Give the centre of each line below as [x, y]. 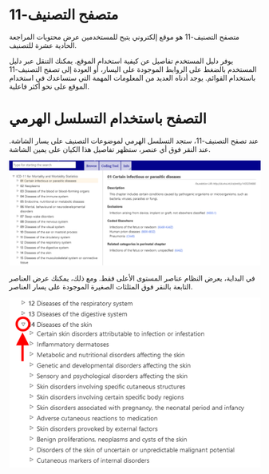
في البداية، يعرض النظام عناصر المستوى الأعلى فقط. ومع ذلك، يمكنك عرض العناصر [132, 278]
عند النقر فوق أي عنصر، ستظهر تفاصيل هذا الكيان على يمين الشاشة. [110, 149]
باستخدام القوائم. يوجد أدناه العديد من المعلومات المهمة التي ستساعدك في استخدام [133, 78]
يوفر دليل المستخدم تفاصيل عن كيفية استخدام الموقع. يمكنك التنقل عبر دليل [121, 61]
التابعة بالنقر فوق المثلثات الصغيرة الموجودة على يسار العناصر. [101, 286]
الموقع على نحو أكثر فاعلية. [49, 86]
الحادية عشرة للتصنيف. [43, 45]
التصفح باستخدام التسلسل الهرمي [108, 119]
